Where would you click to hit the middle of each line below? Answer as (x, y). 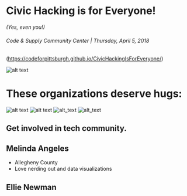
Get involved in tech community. (66, 128)
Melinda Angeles (37, 148)
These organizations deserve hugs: (94, 94)
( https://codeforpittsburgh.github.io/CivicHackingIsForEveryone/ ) (85, 59)
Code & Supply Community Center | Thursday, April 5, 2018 (78, 40)
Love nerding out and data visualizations (63, 169)
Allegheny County (36, 163)
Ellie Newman (31, 187)
